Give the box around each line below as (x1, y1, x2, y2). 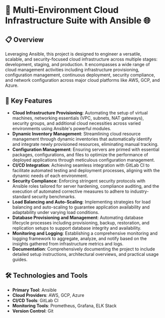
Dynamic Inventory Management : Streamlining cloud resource (12, 131, 141, 137)
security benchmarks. (31, 193, 76, 199)
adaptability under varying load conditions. (12, 209, 99, 215)
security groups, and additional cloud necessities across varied (12, 120, 141, 126)
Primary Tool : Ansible (12, 287, 57, 293)
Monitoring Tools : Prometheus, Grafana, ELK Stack (12, 303, 117, 309)
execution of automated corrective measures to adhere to (12, 188, 130, 194)
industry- (130, 188, 149, 194)
